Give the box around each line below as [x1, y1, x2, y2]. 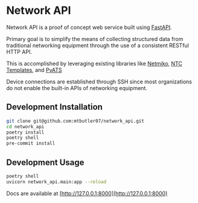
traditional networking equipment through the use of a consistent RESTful [6, 42, 189, 49]
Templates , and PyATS [6, 66, 62, 73]
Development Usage [6, 157, 85, 167]
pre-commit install [6, 140, 56, 147]
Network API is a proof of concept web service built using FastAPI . [6, 24, 172, 31]
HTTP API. [6, 48, 32, 55]
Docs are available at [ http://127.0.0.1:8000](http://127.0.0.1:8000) [6, 190, 168, 197]
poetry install [6, 129, 45, 135]
